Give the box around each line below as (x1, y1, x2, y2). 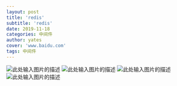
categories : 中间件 (6, 31, 53, 38)
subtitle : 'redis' (6, 20, 53, 26)
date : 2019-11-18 (6, 25, 50, 32)
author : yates (6, 37, 42, 43)
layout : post (6, 8, 39, 15)
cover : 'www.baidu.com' (6, 43, 67, 49)
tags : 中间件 (6, 48, 36, 55)
